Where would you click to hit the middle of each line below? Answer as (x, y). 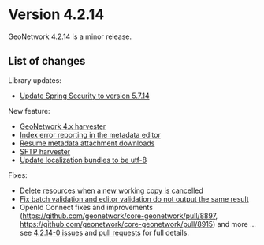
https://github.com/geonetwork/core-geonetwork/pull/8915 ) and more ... (138, 224)
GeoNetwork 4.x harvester (63, 126)
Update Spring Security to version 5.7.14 (84, 96)
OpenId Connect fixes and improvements (86, 207)
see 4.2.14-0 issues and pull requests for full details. (104, 232)
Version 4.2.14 (56, 15)
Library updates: (35, 80)
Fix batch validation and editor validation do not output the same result (134, 198)
